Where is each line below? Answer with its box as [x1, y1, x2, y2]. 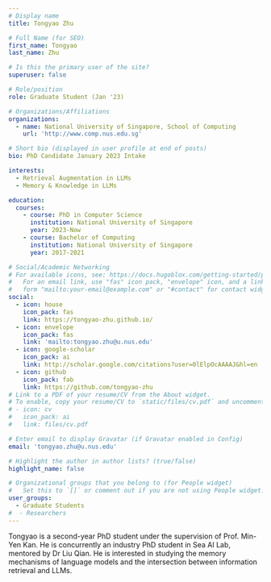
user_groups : [8, 494, 52, 502]
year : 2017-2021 [29, 248, 85, 256]
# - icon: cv [8, 405, 52, 414]
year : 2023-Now [29, 227, 81, 235]
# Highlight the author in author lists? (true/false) [8, 457, 197, 465]
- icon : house [15, 301, 63, 309]
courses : [15, 203, 45, 212]
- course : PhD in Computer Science [23, 211, 143, 219]
